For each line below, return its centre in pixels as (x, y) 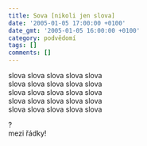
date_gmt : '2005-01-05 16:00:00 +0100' (74, 30)
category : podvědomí (43, 38)
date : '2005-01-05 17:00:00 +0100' (67, 23)
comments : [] (30, 53)
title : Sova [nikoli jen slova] (62, 16)
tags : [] (23, 45)
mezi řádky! (27, 133)
